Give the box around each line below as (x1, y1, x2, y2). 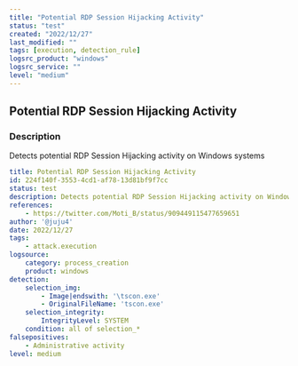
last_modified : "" (9, 37, 77, 47)
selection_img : (25, 283, 82, 292)
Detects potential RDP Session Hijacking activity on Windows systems (9, 150, 265, 161)
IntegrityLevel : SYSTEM (41, 316, 129, 325)
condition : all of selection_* (25, 325, 141, 334)
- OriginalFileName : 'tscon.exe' (41, 299, 165, 309)
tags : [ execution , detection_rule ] (9, 46, 141, 55)
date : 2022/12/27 (9, 226, 74, 235)
